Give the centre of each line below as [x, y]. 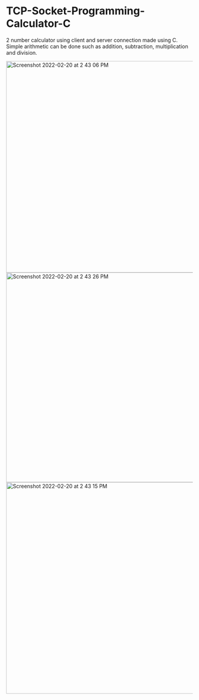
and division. [22, 52]
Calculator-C [38, 23]
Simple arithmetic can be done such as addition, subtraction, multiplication [97, 46]
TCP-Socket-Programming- [76, 11]
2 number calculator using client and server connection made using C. [92, 40]
